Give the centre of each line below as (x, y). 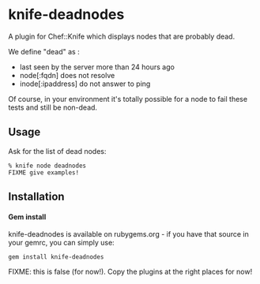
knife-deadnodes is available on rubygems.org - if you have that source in (128, 234)
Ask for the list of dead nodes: (57, 151)
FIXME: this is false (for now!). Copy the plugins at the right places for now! (130, 272)
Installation (36, 197)
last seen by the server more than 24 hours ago (97, 67)
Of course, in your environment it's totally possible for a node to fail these (128, 99)
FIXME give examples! (44, 172)
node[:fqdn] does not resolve (67, 75)
